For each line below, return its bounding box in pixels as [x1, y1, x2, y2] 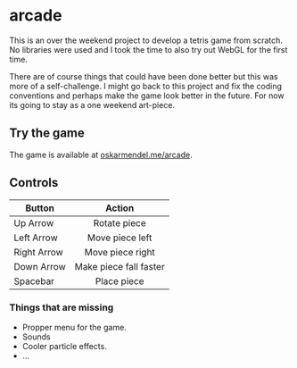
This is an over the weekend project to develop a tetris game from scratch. [9, 35, 284, 46]
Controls [9, 175, 59, 190]
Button [25, 202, 55, 214]
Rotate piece [93, 216, 146, 229]
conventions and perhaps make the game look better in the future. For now [9, 90, 285, 101]
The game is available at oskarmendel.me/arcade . [9, 149, 194, 160]
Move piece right [84, 246, 156, 258]
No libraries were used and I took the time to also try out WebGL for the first [9, 44, 288, 54]
